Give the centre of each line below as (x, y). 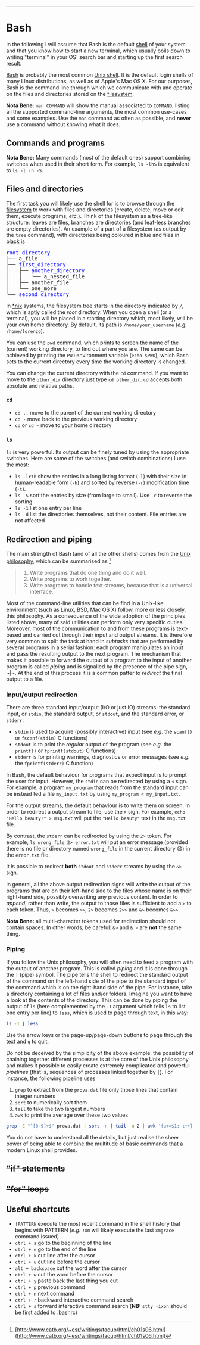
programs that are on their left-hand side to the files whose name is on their (99, 891)
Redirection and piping (49, 539)
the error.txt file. (28, 855)
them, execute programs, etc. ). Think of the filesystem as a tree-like (89, 216)
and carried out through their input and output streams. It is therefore (107, 634)
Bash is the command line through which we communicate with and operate (99, 88)
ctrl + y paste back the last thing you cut (66, 1281)
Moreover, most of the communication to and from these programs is (91, 628)
